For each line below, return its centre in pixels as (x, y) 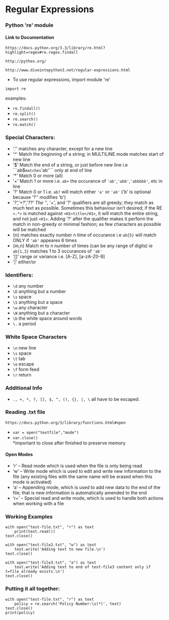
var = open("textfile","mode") (46, 432)
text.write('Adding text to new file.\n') (60, 549)
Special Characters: (30, 137)
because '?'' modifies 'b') (39, 197)
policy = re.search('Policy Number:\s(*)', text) (68, 604)
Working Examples (29, 516)
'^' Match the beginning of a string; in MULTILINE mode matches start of (88, 154)
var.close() (25, 438)
